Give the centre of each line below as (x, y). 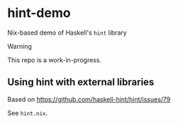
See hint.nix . (28, 113)
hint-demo (39, 13)
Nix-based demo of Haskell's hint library (67, 33)
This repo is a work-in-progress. (54, 60)
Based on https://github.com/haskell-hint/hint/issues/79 (89, 99)
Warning (20, 46)
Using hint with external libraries (81, 82)
